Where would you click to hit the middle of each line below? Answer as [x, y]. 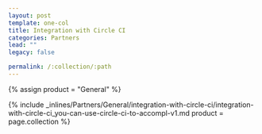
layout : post [30, 15]
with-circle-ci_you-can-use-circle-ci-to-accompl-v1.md [99, 113]
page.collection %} [39, 121]
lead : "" [23, 45]
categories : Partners [44, 38]
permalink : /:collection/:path [60, 67]
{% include [26, 105]
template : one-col [39, 23]
